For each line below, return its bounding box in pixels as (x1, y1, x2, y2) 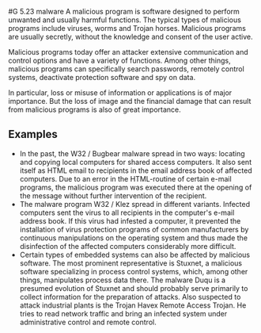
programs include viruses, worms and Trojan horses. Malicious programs (8, 24, 247, 33)
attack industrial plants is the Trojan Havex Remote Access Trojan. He (19, 300, 247, 310)
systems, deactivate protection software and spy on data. (8, 73, 196, 82)
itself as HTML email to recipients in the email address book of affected (19, 166, 252, 175)
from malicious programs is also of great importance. (8, 105, 182, 114)
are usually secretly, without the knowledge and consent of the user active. (8, 32, 253, 41)
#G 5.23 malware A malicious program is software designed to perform (8, 7, 240, 16)
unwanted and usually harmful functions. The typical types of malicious (8, 15, 241, 25)
